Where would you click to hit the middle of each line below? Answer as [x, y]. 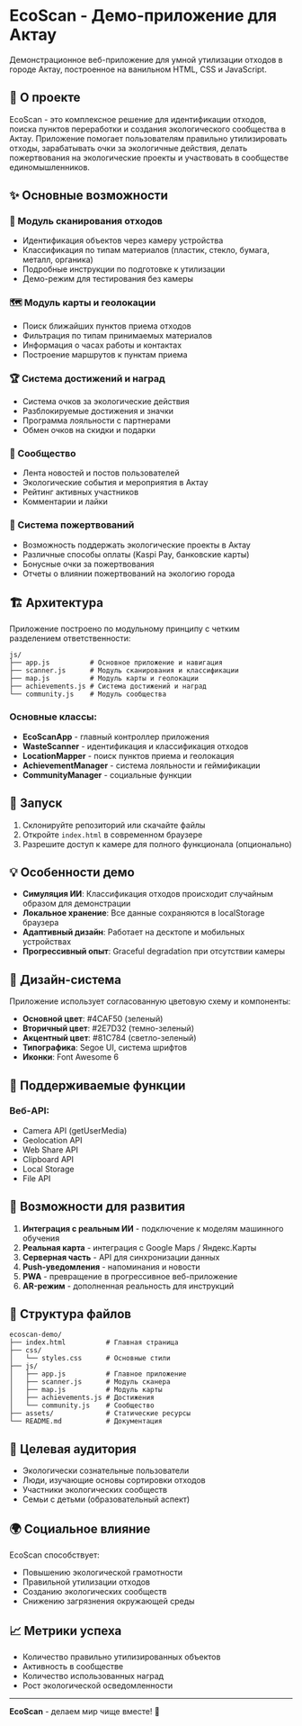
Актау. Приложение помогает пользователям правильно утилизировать [148, 138]
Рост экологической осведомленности [98, 1685]
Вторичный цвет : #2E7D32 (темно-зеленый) [108, 1028]
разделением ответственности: [70, 638]
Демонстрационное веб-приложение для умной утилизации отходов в [146, 59]
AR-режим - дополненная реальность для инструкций [128, 1286]
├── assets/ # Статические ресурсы [100, 1414]
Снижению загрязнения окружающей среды [108, 1601]
